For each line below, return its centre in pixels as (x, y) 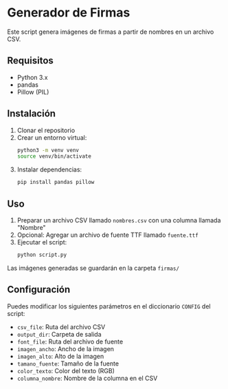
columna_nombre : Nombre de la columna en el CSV (87, 378)
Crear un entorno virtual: (52, 137)
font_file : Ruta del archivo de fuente (70, 341)
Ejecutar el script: (42, 242)
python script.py (42, 255)
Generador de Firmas (69, 13)
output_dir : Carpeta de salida (59, 334)
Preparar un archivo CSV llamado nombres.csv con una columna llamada (119, 220)
